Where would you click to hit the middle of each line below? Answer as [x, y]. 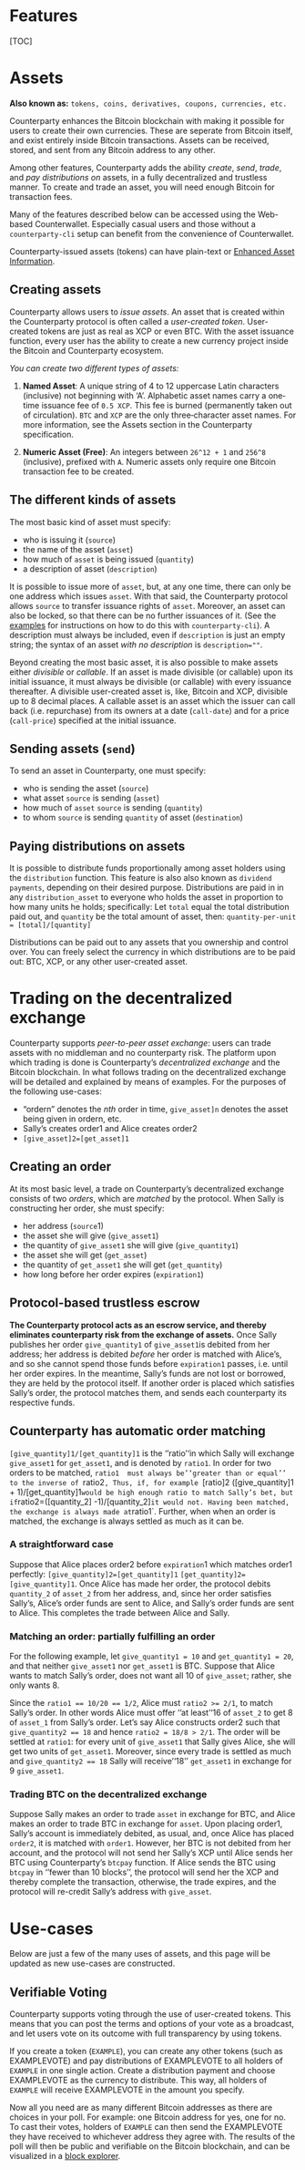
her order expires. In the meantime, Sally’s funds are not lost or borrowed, [148, 1373]
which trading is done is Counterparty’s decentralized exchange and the [145, 1062]
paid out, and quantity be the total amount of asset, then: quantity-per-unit [153, 916]
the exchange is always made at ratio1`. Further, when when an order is [142, 1511]
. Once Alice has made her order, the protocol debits [173, 1584]
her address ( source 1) [63, 1225]
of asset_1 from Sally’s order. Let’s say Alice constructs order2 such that [145, 1722]
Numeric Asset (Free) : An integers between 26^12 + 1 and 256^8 [144, 451]
